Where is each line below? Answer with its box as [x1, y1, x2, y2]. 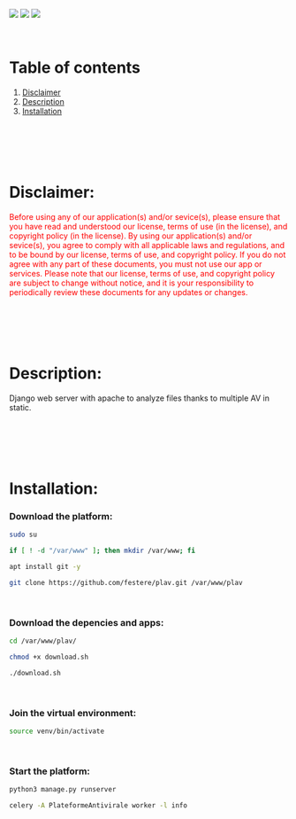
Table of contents [9, 58, 141, 78]
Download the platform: [9, 510, 113, 522]
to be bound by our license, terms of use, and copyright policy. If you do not [9, 249, 286, 260]
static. [9, 402, 32, 412]
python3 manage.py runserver [9, 785, 117, 794]
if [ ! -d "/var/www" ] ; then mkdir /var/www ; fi [9, 546, 196, 556]
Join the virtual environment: [9, 706, 137, 719]
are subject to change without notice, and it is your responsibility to [9, 277, 254, 288]
